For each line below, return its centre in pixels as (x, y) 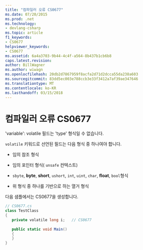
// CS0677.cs (19, 206)
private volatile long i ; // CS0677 (52, 220)
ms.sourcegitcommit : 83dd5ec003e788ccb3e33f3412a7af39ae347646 (72, 79)
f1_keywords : (19, 38)
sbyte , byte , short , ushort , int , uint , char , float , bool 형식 (70, 176)
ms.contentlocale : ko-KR (31, 88)
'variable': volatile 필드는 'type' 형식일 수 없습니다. (54, 133)
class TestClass (22, 211)
